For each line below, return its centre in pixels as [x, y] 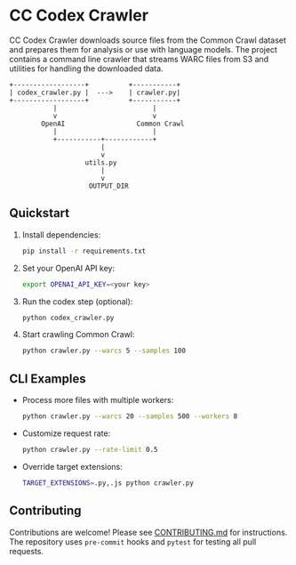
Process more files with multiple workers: [98, 400]
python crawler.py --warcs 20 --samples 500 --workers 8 [130, 416]
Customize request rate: [66, 433]
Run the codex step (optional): [77, 301]
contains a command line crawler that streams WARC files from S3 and [139, 59]
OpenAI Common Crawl [113, 124]
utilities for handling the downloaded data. [86, 69]
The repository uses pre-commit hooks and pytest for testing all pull [133, 541]
